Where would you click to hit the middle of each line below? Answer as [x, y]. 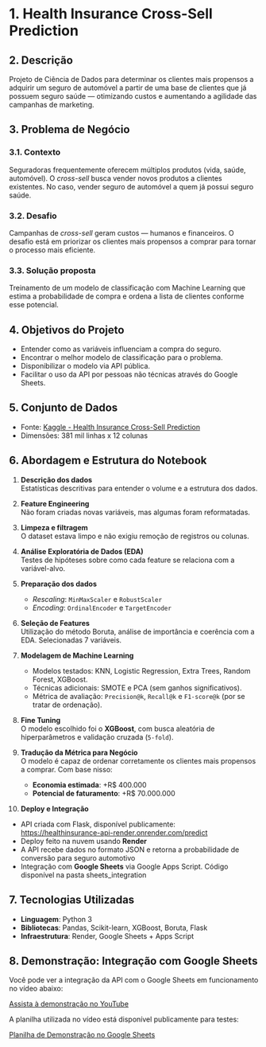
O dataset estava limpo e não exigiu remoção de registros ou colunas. [135, 536]
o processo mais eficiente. [52, 250]
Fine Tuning [40, 720]
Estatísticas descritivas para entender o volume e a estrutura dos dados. [139, 488]
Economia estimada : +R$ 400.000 [89, 784]
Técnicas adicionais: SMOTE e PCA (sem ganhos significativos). [137, 688]
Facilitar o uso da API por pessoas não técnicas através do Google [129, 374]
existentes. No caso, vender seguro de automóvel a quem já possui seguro [131, 186]
